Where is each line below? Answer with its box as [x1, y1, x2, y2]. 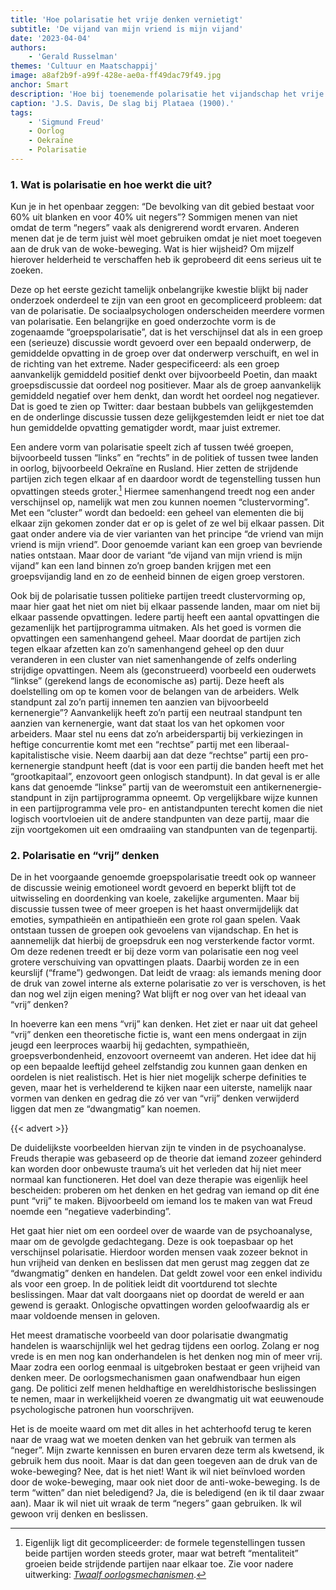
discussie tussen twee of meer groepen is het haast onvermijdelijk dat [10, 903, 299, 915]
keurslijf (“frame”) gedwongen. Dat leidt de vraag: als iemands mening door [10, 967, 322, 979]
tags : [10, 107, 33, 118]
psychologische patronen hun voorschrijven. [10, 1404, 195, 1416]
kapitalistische [10, 749, 70, 761]
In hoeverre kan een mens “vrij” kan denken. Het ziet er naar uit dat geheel [10, 1018, 318, 1030]
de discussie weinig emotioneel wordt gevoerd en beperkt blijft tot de [10, 882, 297, 894]
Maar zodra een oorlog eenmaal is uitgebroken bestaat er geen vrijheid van [10, 1361, 321, 1373]
